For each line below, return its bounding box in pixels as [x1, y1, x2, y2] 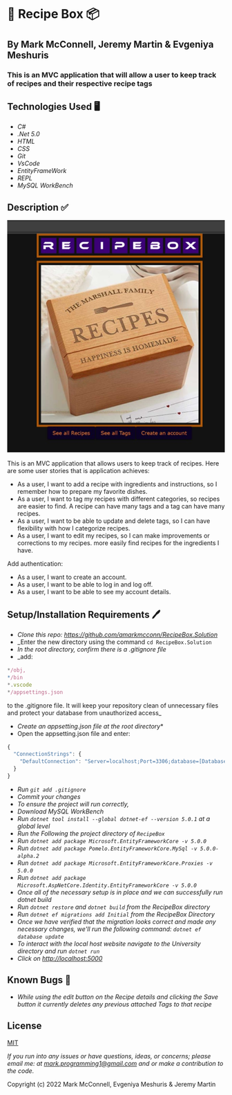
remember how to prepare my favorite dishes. [17, 488, 148, 496]
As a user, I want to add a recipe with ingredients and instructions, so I [17, 480, 217, 488]
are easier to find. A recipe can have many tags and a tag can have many [17, 502, 225, 510]
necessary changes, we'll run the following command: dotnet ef [17, 925, 202, 933]
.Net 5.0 [17, 130, 40, 138]
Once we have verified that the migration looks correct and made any [17, 917, 216, 926]
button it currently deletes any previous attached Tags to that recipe [17, 1000, 212, 1008]
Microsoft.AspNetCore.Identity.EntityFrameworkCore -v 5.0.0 [17, 882, 197, 889]
